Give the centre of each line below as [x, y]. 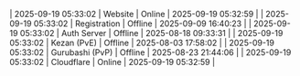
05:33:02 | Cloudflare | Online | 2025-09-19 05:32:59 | [112, 62]
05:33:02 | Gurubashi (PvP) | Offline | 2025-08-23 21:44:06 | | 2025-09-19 [150, 52]
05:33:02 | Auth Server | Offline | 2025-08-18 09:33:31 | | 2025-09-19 [151, 33]
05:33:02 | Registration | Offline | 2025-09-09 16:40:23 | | [142, 24]
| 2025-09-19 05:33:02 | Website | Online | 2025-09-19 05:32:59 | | [136, 14]
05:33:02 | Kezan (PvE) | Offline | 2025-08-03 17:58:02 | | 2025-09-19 [142, 43]
